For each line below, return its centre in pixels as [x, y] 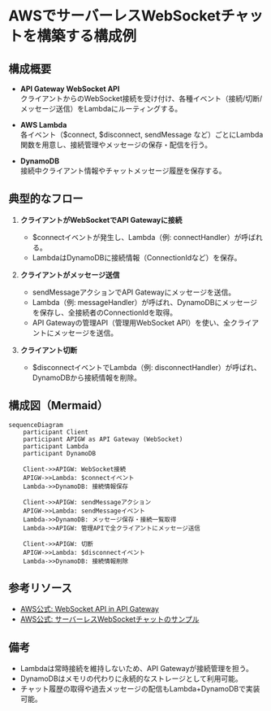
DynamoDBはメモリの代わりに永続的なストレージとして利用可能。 [131, 678]
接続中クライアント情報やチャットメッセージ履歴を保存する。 [123, 170]
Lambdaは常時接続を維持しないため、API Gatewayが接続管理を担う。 [136, 669]
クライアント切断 [49, 350]
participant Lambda [56, 446]
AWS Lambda [43, 125]
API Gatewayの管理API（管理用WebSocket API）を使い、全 [131, 322]
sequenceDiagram [36, 425]
